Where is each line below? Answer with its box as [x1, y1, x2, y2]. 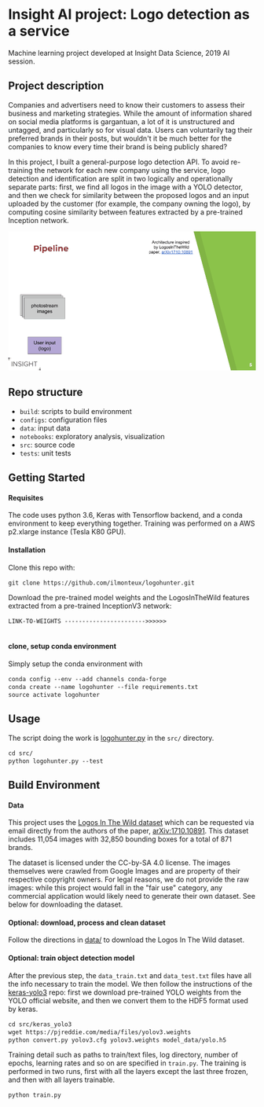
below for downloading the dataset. [8, 900, 123, 909]
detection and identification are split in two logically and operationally [8, 174, 233, 183]
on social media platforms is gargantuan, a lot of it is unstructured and [8, 116, 235, 126]
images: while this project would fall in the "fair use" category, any [8, 883, 222, 893]
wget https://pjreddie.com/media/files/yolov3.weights [8, 1028, 192, 1036]
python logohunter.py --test [8, 757, 104, 765]
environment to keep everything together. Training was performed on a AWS [8, 519, 255, 528]
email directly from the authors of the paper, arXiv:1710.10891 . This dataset [8, 827, 249, 836]
